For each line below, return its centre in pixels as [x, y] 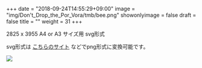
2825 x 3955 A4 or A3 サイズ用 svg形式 [56, 34]
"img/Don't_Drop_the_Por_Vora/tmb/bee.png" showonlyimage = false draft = [101, 15]
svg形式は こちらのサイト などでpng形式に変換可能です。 [77, 47]
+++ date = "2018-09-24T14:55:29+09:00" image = [71, 9]
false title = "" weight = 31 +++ [44, 21]
